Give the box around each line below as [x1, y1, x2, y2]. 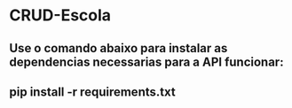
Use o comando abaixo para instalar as [9, 41, 228, 56]
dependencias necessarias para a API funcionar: [9, 54, 284, 69]
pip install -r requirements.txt [9, 84, 176, 99]
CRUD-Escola [9, 5, 112, 26]
